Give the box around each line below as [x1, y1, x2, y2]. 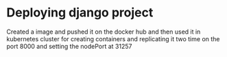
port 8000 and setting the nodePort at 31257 [6, 42, 132, 50]
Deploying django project [6, 5, 154, 21]
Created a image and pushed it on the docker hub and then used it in [6, 27, 201, 36]
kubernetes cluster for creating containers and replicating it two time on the [6, 34, 220, 43]
